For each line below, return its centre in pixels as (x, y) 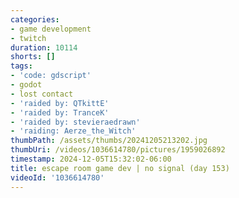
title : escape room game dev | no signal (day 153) (120, 168)
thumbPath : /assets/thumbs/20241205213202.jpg (109, 141)
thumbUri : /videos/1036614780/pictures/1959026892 (118, 150)
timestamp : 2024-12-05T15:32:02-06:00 (91, 159)
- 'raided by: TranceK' (60, 112)
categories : (35, 19)
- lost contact (42, 94)
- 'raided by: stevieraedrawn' (75, 122)
